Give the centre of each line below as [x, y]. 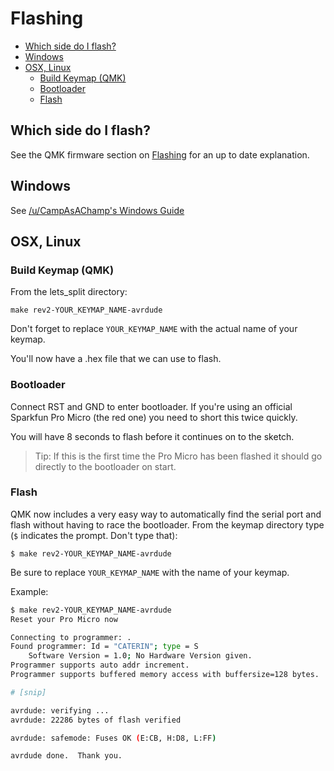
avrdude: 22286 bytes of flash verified [96, 720]
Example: [29, 591]
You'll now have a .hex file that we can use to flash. [116, 359]
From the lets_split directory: [69, 292]
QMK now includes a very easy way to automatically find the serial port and [166, 514]
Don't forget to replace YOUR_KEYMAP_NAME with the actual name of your [154, 329]
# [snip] [28, 692]
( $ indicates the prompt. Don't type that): [94, 535]
